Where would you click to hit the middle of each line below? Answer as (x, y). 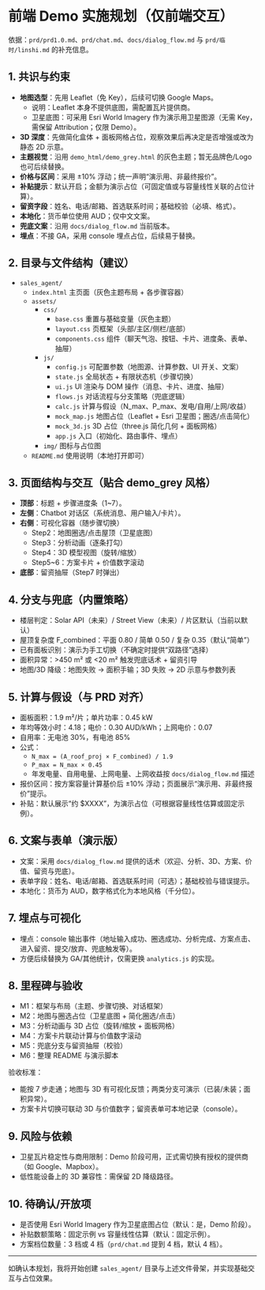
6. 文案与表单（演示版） (66, 841)
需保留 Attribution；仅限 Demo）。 (86, 126)
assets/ (44, 301)
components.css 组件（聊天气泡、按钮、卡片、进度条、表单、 (153, 338)
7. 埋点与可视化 (45, 918)
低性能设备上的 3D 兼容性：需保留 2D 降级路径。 (98, 1177)
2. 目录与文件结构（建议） (71, 263)
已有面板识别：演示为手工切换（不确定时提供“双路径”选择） (116, 650)
